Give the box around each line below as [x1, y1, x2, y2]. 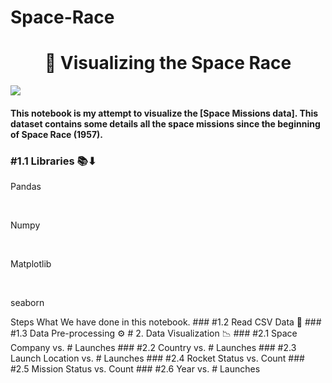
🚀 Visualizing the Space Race [44, 52, 292, 75]
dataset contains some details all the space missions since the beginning [10, 117, 321, 130]
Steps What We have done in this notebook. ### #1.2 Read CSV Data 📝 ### [10, 316, 322, 328]
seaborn [10, 297, 45, 309]
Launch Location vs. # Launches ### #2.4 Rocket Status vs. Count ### [10, 352, 305, 365]
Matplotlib [10, 258, 52, 270]
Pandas [10, 181, 42, 193]
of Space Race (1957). [10, 128, 103, 140]
